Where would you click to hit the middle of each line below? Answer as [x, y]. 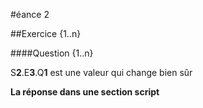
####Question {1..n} [52, 53]
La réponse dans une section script [85, 92]
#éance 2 [30, 14]
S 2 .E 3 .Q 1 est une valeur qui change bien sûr [101, 72]
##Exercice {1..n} [46, 33]
